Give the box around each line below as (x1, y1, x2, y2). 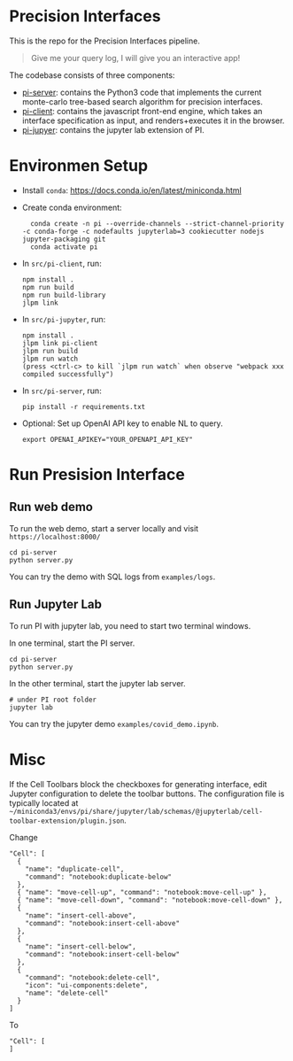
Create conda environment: (21, 202, 122, 213)
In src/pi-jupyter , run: (21, 314, 106, 324)
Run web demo (9, 500, 93, 515)
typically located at (9, 797, 79, 808)
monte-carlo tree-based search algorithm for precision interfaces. (21, 96, 263, 107)
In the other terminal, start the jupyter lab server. (9, 678, 186, 688)
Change (9, 832, 38, 842)
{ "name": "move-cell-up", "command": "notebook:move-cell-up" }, (17, 887, 267, 896)
